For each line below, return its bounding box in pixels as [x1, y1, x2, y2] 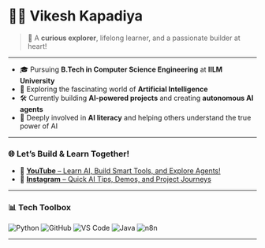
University [19, 76, 55, 85]
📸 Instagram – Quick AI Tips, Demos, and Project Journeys [19, 175, 211, 184]
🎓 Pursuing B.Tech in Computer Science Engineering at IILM [19, 65, 223, 74]
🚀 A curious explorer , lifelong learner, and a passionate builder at [27, 33, 241, 43]
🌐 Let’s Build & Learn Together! [8, 148, 130, 159]
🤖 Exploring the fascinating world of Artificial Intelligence [19, 84, 208, 94]
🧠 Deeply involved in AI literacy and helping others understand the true [19, 113, 252, 122]
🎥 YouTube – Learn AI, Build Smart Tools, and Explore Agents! [19, 166, 221, 176]
